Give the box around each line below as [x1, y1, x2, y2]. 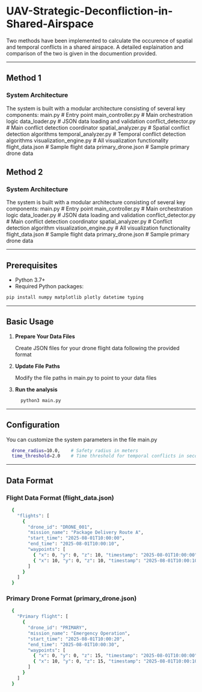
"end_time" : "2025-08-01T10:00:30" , [28, 641, 120, 647]
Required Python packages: [14, 283, 84, 290]
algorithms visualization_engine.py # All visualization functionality [6, 137, 169, 144]
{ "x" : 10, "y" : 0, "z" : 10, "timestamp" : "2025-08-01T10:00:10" [32, 558, 200, 564]
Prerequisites [6, 260, 58, 271]
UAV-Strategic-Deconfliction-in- [6, 4, 173, 18]
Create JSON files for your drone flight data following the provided [14, 344, 180, 351]
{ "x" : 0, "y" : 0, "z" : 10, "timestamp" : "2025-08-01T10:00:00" [32, 552, 198, 558]
